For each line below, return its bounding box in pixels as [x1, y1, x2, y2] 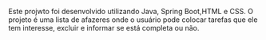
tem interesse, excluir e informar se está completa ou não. [8, 24, 200, 32]
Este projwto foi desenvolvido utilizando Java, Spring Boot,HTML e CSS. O [8, 7, 254, 16]
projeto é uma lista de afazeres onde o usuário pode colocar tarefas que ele [8, 15, 258, 24]
